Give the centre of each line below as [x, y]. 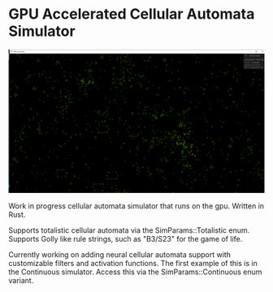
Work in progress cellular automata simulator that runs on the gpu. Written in [136, 206]
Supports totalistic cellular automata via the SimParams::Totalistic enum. [129, 230]
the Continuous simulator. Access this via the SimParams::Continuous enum [135, 272]
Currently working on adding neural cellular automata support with [120, 255]
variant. [21, 281]
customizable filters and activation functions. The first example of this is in [133, 264]
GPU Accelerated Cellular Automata [132, 14]
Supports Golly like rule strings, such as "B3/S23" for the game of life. [126, 239]
